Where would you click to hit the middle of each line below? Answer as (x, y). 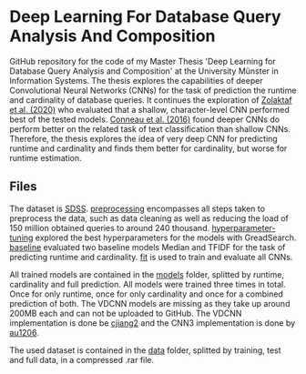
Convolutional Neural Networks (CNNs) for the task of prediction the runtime (153, 90)
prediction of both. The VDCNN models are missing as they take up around (150, 303)
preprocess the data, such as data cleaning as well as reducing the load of (149, 218)
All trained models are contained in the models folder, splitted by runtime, (147, 274)
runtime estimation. (46, 157)
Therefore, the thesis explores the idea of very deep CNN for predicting (143, 138)
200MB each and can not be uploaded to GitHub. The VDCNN (126, 313)
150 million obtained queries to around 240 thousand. (110, 227)
